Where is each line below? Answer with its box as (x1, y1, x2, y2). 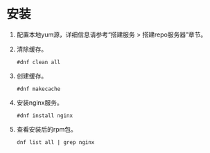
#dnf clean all (16, 59, 61, 65)
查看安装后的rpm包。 (16, 125, 78, 133)
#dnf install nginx (16, 112, 73, 119)
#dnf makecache (16, 85, 61, 92)
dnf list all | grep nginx (16, 139, 95, 145)
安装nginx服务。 (16, 98, 63, 107)
